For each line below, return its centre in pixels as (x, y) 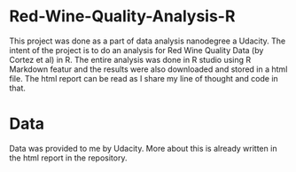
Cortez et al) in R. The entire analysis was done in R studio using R (130, 59)
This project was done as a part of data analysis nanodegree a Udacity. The (148, 41)
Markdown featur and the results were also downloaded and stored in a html (148, 69)
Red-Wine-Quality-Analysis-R (122, 16)
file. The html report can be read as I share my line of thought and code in (144, 78)
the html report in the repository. (68, 158)
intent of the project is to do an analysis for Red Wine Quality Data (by (136, 50)
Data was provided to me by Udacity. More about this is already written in (143, 148)
